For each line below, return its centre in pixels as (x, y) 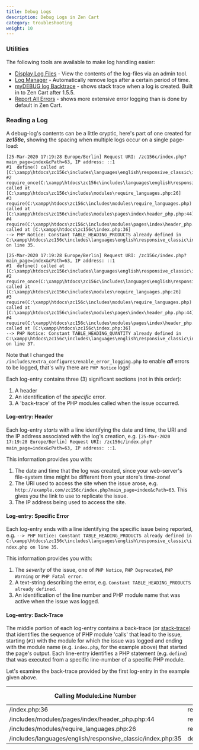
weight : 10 (20, 28)
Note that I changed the (35, 355)
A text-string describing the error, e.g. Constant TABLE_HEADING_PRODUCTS (103, 583)
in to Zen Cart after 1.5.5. (45, 92)
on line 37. (21, 344)
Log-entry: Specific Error (38, 516)
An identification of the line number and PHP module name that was (97, 595)
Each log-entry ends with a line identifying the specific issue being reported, (99, 529)
